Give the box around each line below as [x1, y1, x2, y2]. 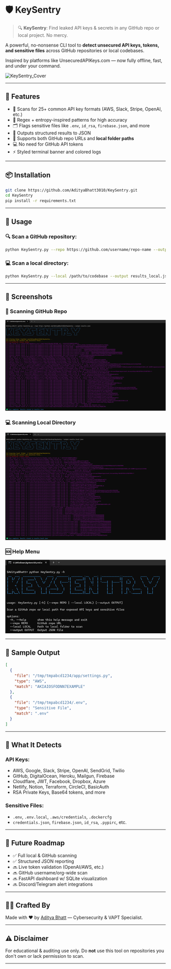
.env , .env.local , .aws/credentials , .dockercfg [12, 814, 112, 820]
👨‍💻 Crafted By [5, 901, 50, 910]
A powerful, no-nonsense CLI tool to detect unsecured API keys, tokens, [5, 42, 159, 48]
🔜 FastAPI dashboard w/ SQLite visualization [12, 875, 108, 882]
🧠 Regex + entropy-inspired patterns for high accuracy [12, 117, 127, 123]
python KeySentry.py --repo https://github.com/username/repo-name [5, 247, 152, 252]
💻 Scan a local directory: [5, 259, 69, 266]
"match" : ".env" [14, 711, 49, 716]
